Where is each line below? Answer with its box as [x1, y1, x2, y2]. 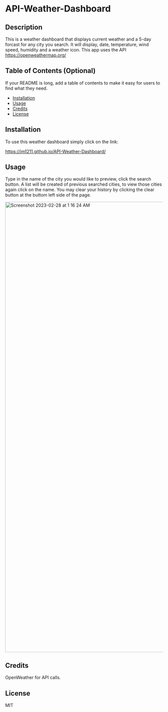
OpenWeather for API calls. [5, 674, 61, 680]
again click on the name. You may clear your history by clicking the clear [5, 187, 155, 193]
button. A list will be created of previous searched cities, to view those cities [5, 181, 162, 188]
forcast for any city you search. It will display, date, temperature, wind [5, 42, 149, 48]
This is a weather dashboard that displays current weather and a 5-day [5, 36, 151, 42]
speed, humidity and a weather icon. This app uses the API [5, 47, 126, 53]
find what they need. [5, 85, 48, 91]
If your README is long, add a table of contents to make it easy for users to [5, 80, 160, 86]
